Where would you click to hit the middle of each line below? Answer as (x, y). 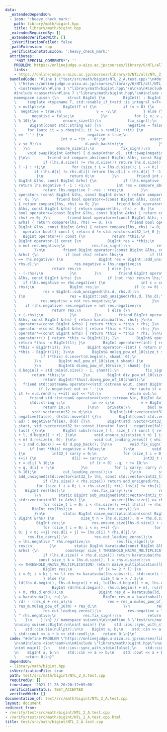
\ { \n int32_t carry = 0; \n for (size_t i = (85, 454)
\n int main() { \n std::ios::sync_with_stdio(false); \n (75, 648)
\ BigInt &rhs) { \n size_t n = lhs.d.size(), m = (79, 518)
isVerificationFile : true (37, 671)
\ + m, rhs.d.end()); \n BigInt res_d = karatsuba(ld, (88, 592)
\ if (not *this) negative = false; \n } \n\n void (88, 449)
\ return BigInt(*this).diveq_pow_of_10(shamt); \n (80, 379)
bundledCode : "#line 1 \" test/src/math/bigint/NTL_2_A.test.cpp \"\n (82, 79)
